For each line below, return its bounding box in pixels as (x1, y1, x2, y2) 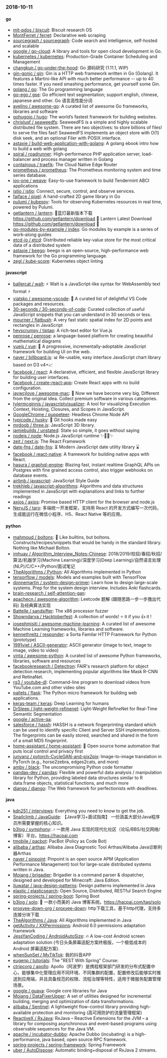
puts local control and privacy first (12, 748, 83, 754)
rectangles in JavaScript (12, 322, 63, 328)
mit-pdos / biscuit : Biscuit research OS (12, 27, 92, 33)
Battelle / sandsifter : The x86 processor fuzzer (12, 608, 109, 614)
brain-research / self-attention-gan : (12, 590, 86, 596)
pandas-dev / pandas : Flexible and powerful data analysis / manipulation (12, 769, 162, 775)
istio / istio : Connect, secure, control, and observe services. (12, 188, 136, 194)
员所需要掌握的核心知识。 (12, 820, 66, 826)
